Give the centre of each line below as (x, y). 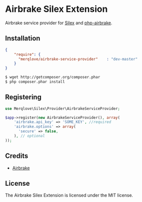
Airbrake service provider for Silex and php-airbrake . (59, 23)
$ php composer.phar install (35, 82)
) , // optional (30, 136)
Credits (17, 156)
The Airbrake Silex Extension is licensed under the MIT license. (69, 195)
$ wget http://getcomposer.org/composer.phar (53, 77)
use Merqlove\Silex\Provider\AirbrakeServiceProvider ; (63, 108)
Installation (23, 38)
